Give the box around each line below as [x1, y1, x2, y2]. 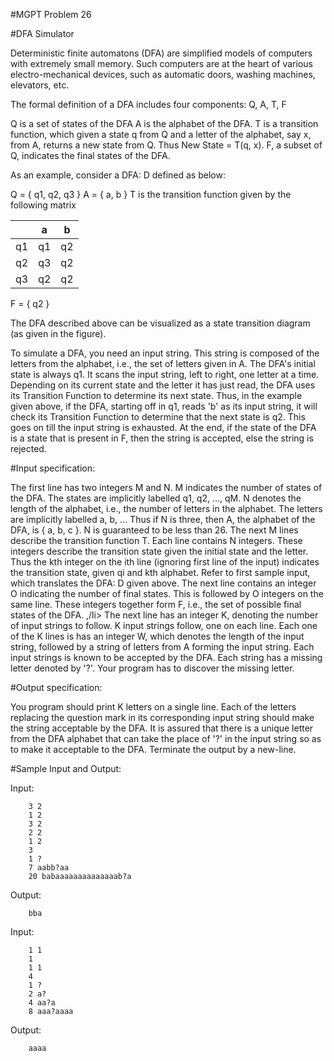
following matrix [10, 199, 77, 211]
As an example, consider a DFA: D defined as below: [10, 169, 226, 181]
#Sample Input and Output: [10, 763, 122, 774]
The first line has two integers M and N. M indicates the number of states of [10, 482, 323, 493]
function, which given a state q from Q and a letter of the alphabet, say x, [10, 129, 312, 140]
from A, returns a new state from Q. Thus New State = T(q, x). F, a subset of [10, 139, 323, 151]
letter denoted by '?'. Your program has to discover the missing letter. [10, 662, 295, 674]
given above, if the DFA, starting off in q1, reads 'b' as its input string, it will [10, 400, 318, 412]
